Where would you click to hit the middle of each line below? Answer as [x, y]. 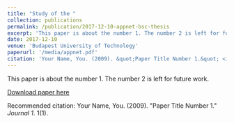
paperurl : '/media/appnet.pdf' [53, 53]
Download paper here [38, 92]
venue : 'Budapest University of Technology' [73, 46]
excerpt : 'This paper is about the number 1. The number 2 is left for [113, 33]
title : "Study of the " [42, 14]
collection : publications [45, 20]
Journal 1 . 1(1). [28, 113]
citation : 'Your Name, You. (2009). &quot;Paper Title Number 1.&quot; [113, 59]
